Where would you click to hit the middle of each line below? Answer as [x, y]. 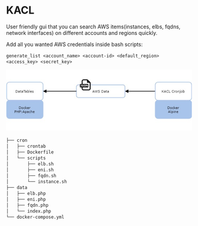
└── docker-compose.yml [35, 217]
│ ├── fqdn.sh [32, 176]
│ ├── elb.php [26, 194]
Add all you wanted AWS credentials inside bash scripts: [75, 44]
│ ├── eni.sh [30, 170]
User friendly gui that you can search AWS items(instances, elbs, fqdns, [93, 27]
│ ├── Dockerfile [30, 152]
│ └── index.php [29, 211]
